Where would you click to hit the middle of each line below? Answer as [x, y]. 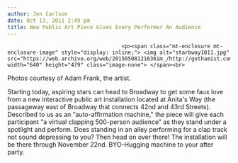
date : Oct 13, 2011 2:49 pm [49, 21]
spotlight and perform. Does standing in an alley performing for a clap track [118, 130]
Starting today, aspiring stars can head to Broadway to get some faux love [115, 92]
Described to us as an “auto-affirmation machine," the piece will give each [116, 115]
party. [16, 152]
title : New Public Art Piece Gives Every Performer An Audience [104, 27]
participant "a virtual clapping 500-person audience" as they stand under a [117, 122]
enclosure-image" [33, 53]
